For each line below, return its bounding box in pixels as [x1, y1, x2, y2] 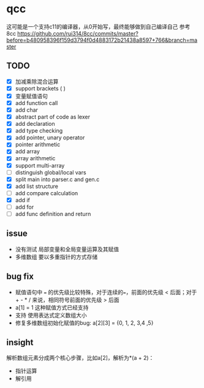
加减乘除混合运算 [15, 77, 59, 85]
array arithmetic [15, 155, 56, 162]
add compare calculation [15, 189, 78, 196]
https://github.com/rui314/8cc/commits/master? [17, 29, 139, 37]
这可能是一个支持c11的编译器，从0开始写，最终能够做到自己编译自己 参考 [6, 23, 191, 30]
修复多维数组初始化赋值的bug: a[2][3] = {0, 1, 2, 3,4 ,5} [15, 319, 154, 327]
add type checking [15, 127, 63, 134]
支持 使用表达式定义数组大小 [15, 311, 87, 319]
